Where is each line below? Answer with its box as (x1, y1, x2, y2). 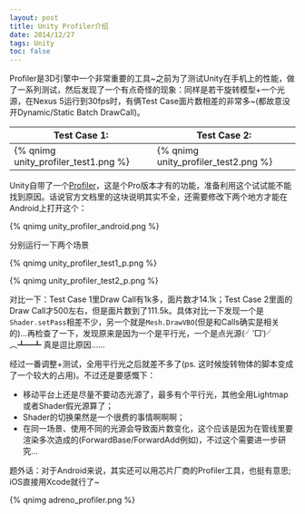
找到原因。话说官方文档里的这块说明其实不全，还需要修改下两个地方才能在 (9, 191, 288, 202)
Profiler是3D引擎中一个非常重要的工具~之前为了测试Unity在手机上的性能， (9, 73, 288, 84)
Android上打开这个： (9, 203, 87, 214)
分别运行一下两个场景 (9, 239, 89, 250)
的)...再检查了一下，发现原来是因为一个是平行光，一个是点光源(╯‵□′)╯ (9, 328, 275, 339)
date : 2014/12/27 (9, 30, 75, 39)
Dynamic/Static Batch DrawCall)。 (16, 107, 145, 118)
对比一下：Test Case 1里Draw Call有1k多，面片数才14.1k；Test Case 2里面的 (9, 294, 293, 305)
